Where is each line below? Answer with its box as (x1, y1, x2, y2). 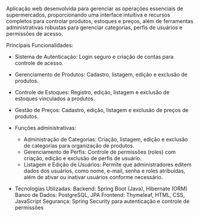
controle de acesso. (14, 59, 64, 66)
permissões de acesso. (6, 30, 64, 37)
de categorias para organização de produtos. (23, 142, 135, 149)
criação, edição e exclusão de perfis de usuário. (23, 155, 142, 162)
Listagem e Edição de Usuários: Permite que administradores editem (23, 161, 192, 168)
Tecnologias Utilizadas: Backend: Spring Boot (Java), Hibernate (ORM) (14, 185, 188, 192)
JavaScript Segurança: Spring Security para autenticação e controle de (14, 198, 190, 205)
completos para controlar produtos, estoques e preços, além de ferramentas (6, 18, 194, 24)
